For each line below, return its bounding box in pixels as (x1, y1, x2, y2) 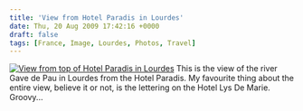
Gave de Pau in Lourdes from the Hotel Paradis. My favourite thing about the (9, 73, 294, 84)
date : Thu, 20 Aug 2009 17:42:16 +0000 (9, 22, 160, 31)
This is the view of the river (175, 63, 278, 74)
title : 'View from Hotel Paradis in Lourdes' (9, 13, 184, 23)
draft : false (9, 30, 59, 39)
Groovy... (9, 92, 43, 103)
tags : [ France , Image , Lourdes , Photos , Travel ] (9, 38, 196, 48)
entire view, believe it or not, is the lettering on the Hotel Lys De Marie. (9, 82, 271, 93)
